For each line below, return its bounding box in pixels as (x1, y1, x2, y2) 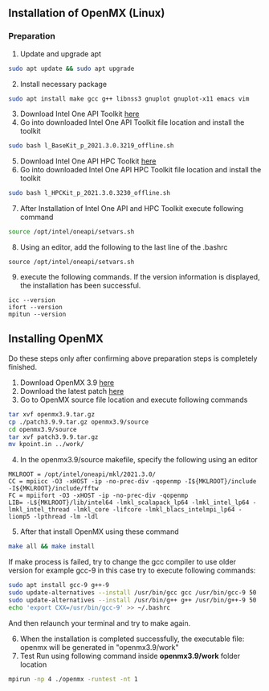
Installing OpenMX (8, 332, 104, 345)
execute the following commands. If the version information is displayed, (19, 272, 260, 282)
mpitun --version (8, 310, 67, 319)
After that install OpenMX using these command (19, 527, 179, 536)
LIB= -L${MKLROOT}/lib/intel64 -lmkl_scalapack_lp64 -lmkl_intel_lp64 (8, 499, 250, 507)
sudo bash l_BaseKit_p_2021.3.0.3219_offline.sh (8, 142, 174, 150)
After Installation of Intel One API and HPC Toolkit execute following (19, 204, 243, 213)
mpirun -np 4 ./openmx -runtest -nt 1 (8, 675, 138, 683)
